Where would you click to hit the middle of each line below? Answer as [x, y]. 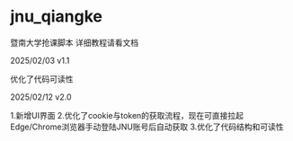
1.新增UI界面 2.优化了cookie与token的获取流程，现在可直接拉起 [127, 115]
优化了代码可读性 [42, 79]
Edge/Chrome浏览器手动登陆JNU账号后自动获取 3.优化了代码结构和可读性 [147, 127]
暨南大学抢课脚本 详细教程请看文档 [74, 42]
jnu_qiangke [56, 17]
